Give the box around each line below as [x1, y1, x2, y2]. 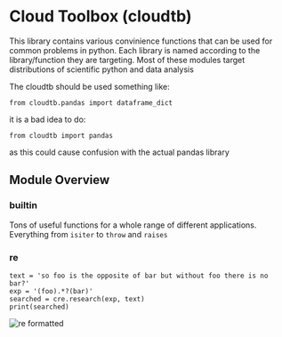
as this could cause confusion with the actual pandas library [9, 147, 230, 157]
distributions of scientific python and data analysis [9, 64, 194, 75]
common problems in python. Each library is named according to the [9, 44, 261, 55]
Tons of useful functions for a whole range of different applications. [9, 220, 257, 230]
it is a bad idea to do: [9, 114, 86, 124]
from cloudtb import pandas [9, 131, 114, 140]
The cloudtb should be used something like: [9, 81, 171, 92]
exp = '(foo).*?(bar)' [9, 286, 93, 295]
